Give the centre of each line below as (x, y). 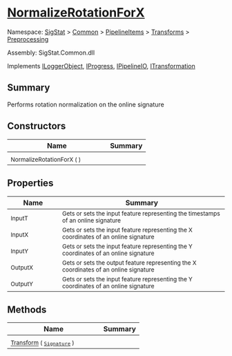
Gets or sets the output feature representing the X (129, 263)
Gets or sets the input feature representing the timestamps (141, 213)
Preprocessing (28, 39)
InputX (20, 235)
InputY (20, 251)
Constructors (37, 126)
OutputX (22, 268)
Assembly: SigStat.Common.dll (51, 53)
